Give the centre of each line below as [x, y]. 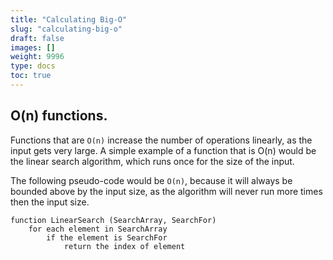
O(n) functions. [59, 116]
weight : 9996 [37, 57]
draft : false [37, 38]
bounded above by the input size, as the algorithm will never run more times [166, 191]
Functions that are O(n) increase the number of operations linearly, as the [161, 140]
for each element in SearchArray [98, 229]
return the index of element [124, 246]
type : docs [33, 66]
